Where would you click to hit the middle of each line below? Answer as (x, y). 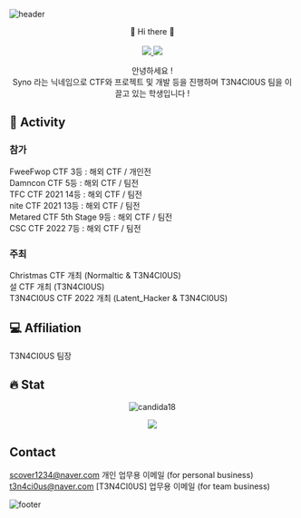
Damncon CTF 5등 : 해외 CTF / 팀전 (74, 182)
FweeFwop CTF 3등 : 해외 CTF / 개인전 (80, 171)
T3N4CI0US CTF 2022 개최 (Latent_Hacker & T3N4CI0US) (119, 298)
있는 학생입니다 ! (160, 93)
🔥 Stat (27, 385)
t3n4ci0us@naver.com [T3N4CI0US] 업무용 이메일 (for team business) (140, 486)
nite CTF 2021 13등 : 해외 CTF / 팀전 (75, 205)
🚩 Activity (38, 122)
